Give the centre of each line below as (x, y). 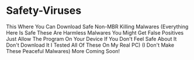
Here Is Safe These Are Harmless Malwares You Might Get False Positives (95, 32)
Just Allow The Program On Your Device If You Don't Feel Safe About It (91, 39)
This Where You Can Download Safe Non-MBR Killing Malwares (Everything (97, 27)
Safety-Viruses (44, 11)
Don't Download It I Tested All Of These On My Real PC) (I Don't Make (90, 45)
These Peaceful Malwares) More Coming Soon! (63, 51)
